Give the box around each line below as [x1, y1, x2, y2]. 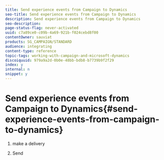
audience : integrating [5, 44, 52, 49]
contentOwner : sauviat [5, 35, 52, 40]
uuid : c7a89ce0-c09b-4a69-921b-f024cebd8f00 [5, 30, 99, 35]
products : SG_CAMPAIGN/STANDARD [5, 40, 72, 44]
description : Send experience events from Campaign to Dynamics [5, 16, 141, 21]
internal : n [5, 67, 30, 72]
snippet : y [5, 72, 28, 77]
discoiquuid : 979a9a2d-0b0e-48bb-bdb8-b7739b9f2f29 [5, 58, 114, 63]
